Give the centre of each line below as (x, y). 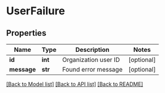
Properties (26, 33)
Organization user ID (91, 60)
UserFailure (36, 11)
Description (92, 50)
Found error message (92, 69)
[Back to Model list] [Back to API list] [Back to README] (75, 84)
